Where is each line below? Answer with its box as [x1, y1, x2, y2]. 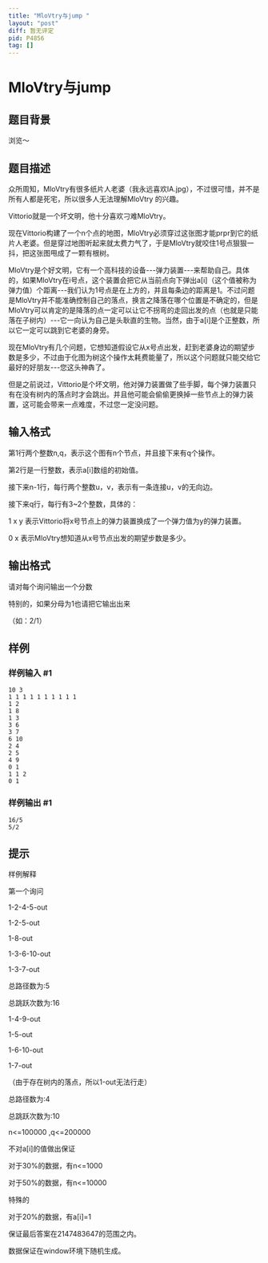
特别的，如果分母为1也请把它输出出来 [8, 599, 130, 608]
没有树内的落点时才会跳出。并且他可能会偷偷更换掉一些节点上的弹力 [22, 389, 246, 399]
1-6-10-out [8, 1045, 44, 1055]
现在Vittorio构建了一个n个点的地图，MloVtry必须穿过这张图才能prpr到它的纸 [8, 228, 258, 237]
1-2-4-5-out [8, 902, 48, 912]
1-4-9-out [8, 1015, 41, 1024]
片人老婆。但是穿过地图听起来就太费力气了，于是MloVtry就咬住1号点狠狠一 [8, 238, 254, 248]
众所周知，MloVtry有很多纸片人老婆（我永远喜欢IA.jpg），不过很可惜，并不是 [8, 184, 260, 193]
